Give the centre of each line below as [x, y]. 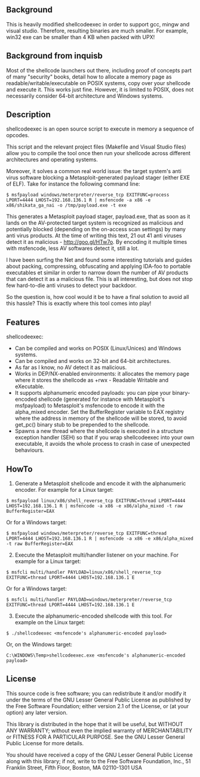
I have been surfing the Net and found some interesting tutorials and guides [99, 260]
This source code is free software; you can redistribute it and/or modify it [96, 693]
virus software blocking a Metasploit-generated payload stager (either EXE [98, 178]
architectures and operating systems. [52, 160]
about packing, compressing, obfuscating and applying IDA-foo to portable [99, 267]
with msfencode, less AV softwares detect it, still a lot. [73, 249]
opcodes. [18, 135]
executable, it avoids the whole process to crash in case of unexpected [102, 444]
